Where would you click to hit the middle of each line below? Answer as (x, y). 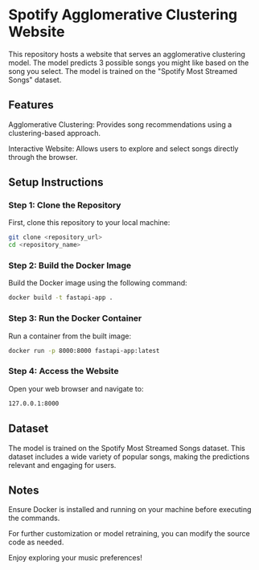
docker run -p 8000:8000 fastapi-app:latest (84, 351)
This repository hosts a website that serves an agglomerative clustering (127, 54)
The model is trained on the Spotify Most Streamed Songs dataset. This (127, 448)
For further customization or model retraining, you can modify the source (129, 534)
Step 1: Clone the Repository (65, 205)
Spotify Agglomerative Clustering (123, 15)
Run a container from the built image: (70, 336)
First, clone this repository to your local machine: (89, 223)
